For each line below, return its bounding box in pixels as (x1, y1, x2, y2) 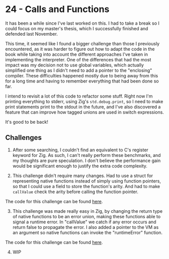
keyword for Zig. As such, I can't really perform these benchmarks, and (12, 152, 161, 158)
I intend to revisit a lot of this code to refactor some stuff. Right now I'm (5, 93, 153, 99)
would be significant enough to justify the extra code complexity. (12, 162, 148, 169)
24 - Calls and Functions (5, 4, 109, 15)
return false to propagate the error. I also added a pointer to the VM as (12, 224, 159, 230)
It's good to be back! (5, 119, 48, 125)
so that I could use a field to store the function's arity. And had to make (12, 183, 160, 189)
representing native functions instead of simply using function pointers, (12, 178, 161, 184)
